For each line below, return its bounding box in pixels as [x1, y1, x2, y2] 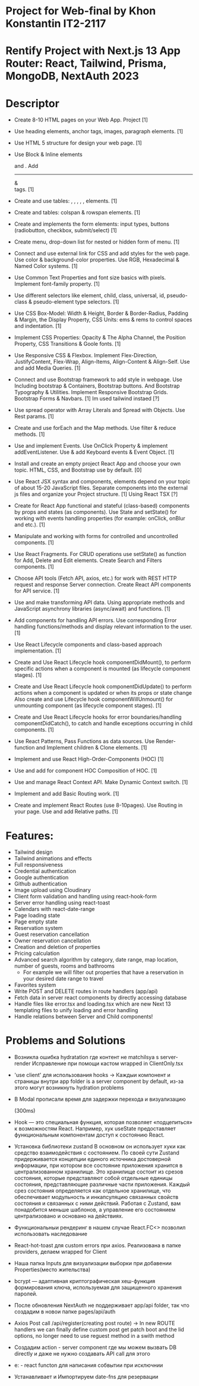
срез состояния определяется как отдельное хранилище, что [14, 1187, 171, 1194]
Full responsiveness [14, 861, 64, 869]
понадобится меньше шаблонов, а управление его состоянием [14, 1206, 176, 1213]
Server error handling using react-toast [14, 899, 110, 906]
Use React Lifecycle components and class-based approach [14, 641, 162, 648]
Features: [5, 829, 54, 842]
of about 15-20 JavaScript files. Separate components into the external [14, 484, 188, 492]
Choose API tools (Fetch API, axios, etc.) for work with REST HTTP [14, 575, 177, 582]
